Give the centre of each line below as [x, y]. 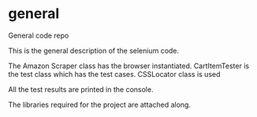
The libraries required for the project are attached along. [100, 104]
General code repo [39, 35]
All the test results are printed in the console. [81, 89]
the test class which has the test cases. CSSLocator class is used [114, 74]
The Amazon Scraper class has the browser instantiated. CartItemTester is [129, 66]
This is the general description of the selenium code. [94, 50]
